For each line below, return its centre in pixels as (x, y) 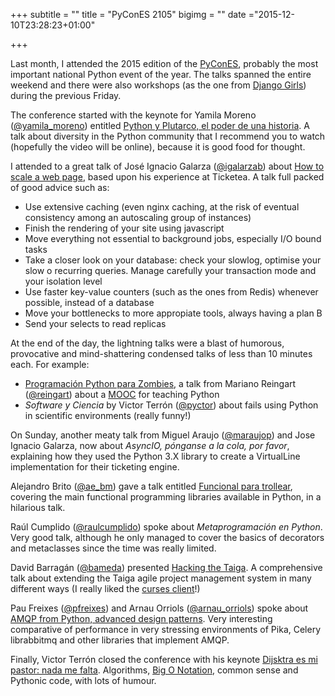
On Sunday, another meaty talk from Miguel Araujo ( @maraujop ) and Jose (163, 435)
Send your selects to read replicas (95, 323)
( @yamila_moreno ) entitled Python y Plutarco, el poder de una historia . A (160, 125)
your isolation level (63, 281)
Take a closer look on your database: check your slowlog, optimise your (173, 260)
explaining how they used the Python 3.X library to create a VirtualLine (155, 456)
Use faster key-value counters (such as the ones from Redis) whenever (171, 292)
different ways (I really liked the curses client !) (105, 588)
